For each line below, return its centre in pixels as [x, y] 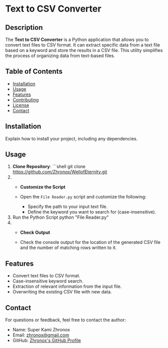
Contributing [25, 100]
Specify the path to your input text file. [67, 207]
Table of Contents [34, 71]
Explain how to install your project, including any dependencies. [71, 138]
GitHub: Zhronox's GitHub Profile [47, 340]
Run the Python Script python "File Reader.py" [61, 217]
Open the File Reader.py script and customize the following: [83, 197]
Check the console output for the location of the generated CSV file [90, 242]
